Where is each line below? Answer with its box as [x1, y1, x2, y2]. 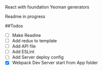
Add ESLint [12, 49, 35, 55]
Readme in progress [5, 14, 46, 19]
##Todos [5, 23, 23, 29]
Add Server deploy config [12, 54, 64, 60]
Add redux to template [12, 38, 57, 44]
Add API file [12, 43, 36, 49]
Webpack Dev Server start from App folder [12, 60, 98, 66]
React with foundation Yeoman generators [5, 4, 89, 10]
